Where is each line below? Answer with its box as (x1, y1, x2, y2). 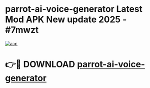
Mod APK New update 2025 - (5, 14, 127, 25)
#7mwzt (5, 25, 39, 35)
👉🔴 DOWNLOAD (5, 59, 75, 70)
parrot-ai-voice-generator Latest (5, 3, 143, 15)
